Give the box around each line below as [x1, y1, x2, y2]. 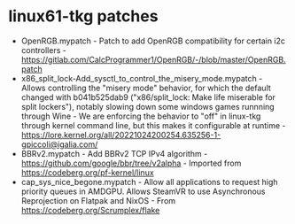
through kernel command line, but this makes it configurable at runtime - [20, 120, 286, 130]
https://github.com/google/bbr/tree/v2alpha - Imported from [20, 158, 242, 168]
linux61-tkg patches [8, 6, 159, 27]
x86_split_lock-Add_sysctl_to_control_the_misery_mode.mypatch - [20, 73, 263, 83]
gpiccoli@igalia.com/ [20, 139, 98, 150]
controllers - [20, 44, 67, 55]
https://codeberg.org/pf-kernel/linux [20, 166, 154, 178]
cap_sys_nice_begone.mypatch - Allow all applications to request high [20, 176, 278, 187]
